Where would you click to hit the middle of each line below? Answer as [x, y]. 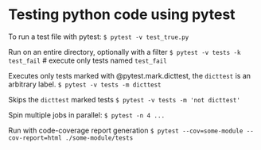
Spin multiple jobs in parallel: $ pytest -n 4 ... [87, 115]
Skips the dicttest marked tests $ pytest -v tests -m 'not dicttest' [125, 99]
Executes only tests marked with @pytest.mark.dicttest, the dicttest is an [130, 75]
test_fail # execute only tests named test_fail [88, 60]
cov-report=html [35, 138]
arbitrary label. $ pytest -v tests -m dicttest [85, 84]
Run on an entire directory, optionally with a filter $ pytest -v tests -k [125, 52]
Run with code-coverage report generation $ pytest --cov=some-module [126, 130]
